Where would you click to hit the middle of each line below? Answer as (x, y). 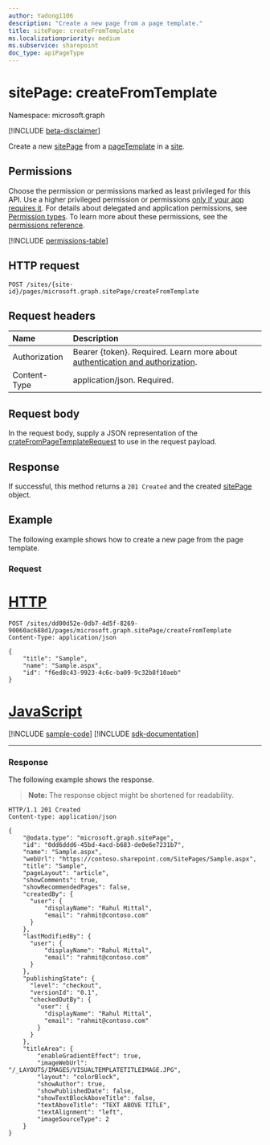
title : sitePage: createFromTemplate (72, 31)
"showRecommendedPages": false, (77, 887)
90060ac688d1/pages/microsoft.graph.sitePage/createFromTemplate (120, 630)
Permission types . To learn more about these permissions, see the (118, 216)
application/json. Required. (123, 380)
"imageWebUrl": (63, 1063)
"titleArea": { (48, 1049)
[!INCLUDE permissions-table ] (58, 240)
